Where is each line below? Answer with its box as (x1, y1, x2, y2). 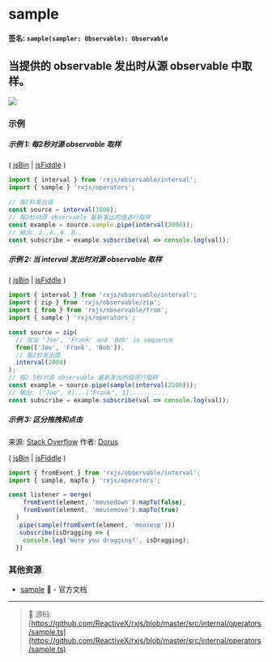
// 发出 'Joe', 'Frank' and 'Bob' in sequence (15, 336, 173, 344)
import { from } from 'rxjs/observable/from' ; (8, 306, 168, 315)
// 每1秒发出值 (8, 198, 54, 207)
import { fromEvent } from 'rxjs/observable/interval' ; (8, 468, 201, 477)
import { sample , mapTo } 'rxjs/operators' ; (8, 476, 161, 484)
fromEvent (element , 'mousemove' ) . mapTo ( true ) (23, 506, 180, 514)
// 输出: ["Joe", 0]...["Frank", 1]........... (8, 389, 170, 397)
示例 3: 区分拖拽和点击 (8, 415, 83, 424)
